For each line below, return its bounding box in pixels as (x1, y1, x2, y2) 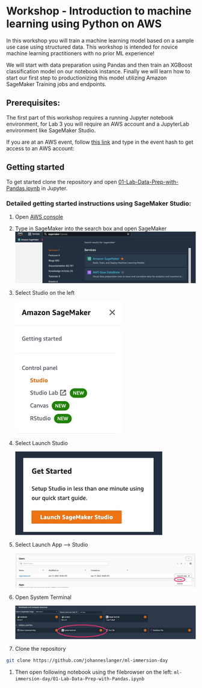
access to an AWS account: (6, 144, 75, 152)
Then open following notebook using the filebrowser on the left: (14, 668, 173, 675)
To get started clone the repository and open (6, 178, 117, 185)
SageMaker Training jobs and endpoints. (6, 80, 106, 88)
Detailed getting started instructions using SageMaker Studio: (6, 200, 191, 208)
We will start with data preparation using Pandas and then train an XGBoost (6, 61, 192, 69)
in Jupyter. (41, 185, 68, 192)
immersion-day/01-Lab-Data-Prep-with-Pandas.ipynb (14, 675, 145, 682)
